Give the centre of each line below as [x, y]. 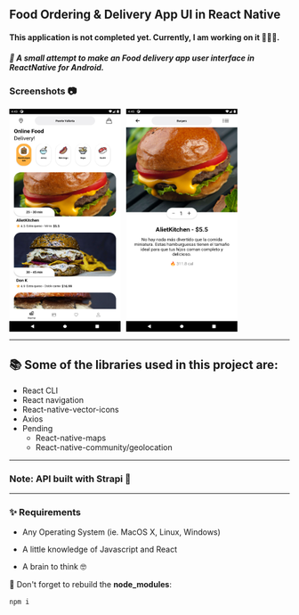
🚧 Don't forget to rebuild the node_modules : [90, 584]
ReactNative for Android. [57, 67]
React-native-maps [71, 438]
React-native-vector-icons [70, 410]
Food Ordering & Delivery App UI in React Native [145, 15]
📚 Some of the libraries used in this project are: [144, 365]
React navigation [53, 400]
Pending [37, 429]
